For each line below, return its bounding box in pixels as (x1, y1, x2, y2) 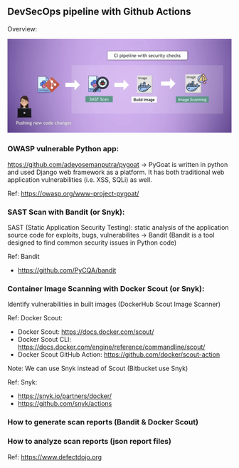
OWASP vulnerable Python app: (7, 144, 119, 154)
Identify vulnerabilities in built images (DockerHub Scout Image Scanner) (7, 300, 221, 309)
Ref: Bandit (7, 253, 40, 261)
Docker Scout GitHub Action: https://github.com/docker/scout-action (17, 350, 221, 359)
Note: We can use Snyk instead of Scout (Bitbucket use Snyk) (7, 364, 188, 373)
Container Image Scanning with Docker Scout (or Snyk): (7, 283, 205, 293)
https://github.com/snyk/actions (17, 400, 112, 408)
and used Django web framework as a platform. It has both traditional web (7, 168, 225, 176)
